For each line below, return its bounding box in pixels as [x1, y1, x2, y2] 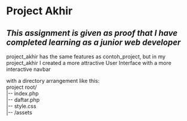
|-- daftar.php [6, 97, 40, 103]
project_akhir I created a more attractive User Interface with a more [6, 60, 171, 66]
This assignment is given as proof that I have [6, 28, 178, 38]
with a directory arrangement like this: [6, 77, 100, 84]
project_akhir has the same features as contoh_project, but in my [6, 53, 166, 60]
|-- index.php [6, 90, 39, 97]
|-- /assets [6, 109, 33, 116]
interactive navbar [6, 66, 51, 73]
